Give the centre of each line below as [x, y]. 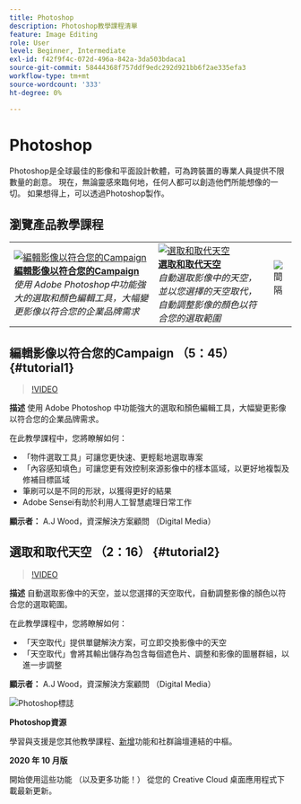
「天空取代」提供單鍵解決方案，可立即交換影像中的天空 [124, 642]
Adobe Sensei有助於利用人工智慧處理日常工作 [107, 502]
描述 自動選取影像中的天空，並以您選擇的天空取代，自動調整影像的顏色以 [144, 593]
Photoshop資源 [38, 722]
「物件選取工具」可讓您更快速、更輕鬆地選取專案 [112, 457]
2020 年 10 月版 [39, 760]
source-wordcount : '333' [56, 84]
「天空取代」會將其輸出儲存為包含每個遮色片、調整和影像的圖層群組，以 [155, 653]
